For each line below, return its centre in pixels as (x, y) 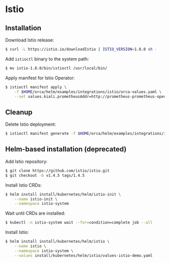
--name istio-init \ (36, 199)
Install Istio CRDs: (24, 185)
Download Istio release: (30, 40)
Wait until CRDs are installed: (35, 214)
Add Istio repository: (27, 161)
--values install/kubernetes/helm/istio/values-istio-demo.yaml (83, 255)
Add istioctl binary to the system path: (47, 59)
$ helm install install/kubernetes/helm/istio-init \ (63, 194)
